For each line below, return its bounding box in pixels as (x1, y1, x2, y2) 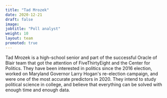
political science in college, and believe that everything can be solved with (5, 81, 162, 87)
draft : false (5, 17, 33, 22)
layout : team (5, 36, 33, 41)
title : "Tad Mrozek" (5, 7, 50, 13)
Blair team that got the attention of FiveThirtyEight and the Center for (5, 59, 150, 66)
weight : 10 (5, 31, 29, 36)
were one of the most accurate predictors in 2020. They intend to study (5, 76, 156, 82)
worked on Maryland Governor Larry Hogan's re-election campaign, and (5, 71, 158, 77)
